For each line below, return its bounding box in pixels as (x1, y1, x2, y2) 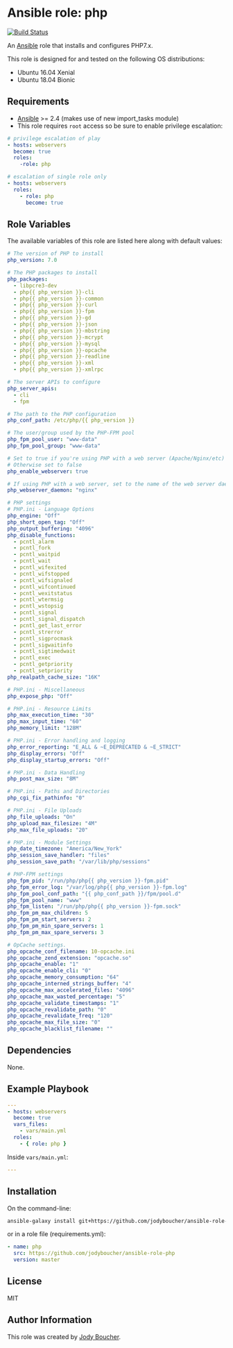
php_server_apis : (7, 385, 58, 392)
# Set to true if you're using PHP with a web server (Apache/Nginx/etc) (7, 455, 225, 462)
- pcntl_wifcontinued (13, 583, 76, 590)
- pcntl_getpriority (13, 661, 73, 668)
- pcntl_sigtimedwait (13, 648, 76, 655)
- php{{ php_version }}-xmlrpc (13, 366, 104, 373)
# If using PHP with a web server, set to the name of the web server (7, 481, 216, 488)
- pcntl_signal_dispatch (13, 616, 85, 623)
